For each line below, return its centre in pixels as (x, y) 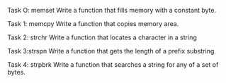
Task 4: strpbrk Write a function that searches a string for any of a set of (113, 65)
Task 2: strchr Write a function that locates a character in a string (102, 37)
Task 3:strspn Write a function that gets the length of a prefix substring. (112, 51)
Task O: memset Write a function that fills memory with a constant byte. (112, 10)
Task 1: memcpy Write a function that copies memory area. (93, 24)
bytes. (17, 72)
